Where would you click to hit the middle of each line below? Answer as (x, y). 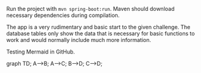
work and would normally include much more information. (79, 40)
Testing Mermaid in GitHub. (41, 52)
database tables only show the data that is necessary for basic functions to (100, 33)
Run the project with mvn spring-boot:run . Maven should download (90, 9)
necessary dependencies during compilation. (63, 15)
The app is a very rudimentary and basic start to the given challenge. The (98, 27)
